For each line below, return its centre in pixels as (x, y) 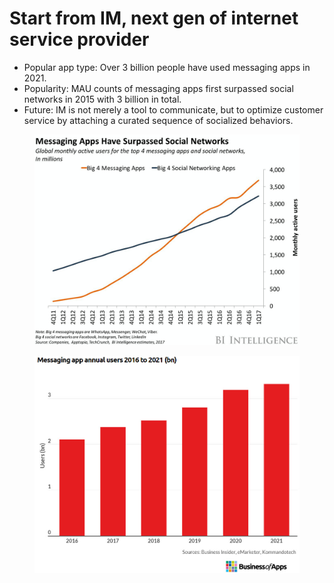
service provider (79, 39)
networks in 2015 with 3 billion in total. (102, 99)
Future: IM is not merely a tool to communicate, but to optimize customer (173, 109)
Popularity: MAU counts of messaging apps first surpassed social (158, 88)
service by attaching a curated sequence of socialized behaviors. (158, 120)
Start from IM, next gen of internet (154, 18)
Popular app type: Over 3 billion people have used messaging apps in (167, 67)
